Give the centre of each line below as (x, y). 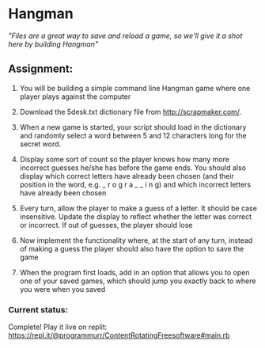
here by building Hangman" (53, 43)
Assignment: (41, 69)
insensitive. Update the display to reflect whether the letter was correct (136, 216)
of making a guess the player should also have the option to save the (132, 248)
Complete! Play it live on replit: (58, 327)
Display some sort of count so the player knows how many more (124, 159)
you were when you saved (62, 289)
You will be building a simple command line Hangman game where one (135, 88)
